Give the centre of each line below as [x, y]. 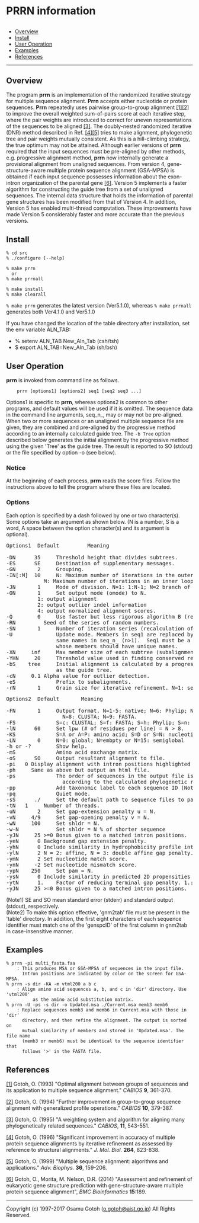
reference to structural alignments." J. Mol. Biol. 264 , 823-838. [83, 1150]
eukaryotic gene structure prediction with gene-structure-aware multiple [95, 1186]
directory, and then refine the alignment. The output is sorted [104, 1020]
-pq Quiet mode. [48, 793]
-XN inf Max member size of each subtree [80, 652]
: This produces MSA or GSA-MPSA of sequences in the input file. [100, 969]
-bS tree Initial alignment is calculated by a [87, 664]
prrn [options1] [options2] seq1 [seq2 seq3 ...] [79, 391]
